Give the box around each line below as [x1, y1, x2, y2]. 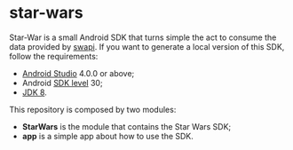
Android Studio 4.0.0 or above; [21, 67, 135, 78]
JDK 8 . [21, 87, 47, 98]
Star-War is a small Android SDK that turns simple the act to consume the [9, 32, 277, 43]
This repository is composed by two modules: [9, 104, 177, 114]
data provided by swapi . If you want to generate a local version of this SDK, [9, 41, 285, 51]
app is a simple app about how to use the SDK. [21, 130, 194, 141]
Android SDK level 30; [21, 77, 104, 88]
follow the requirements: [9, 51, 99, 61]
